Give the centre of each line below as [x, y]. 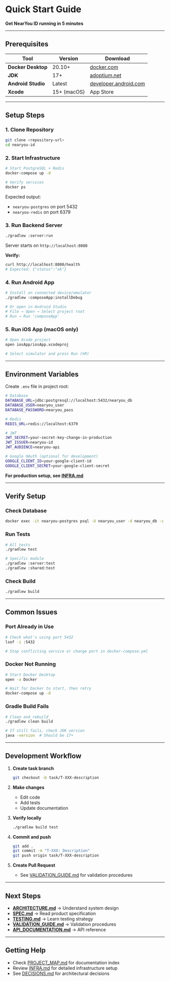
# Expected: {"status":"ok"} [36, 270]
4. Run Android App [30, 282]
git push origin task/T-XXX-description [56, 856]
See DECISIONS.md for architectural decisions [61, 973]
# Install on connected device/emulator [49, 293]
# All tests [18, 545]
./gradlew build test [35, 827]
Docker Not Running [31, 664]
